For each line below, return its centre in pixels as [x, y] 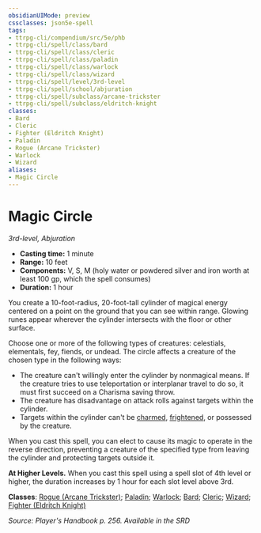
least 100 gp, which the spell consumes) [85, 278]
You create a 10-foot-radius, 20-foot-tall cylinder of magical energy [118, 302]
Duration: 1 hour [46, 287]
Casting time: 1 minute [57, 253]
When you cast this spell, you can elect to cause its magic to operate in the [130, 440]
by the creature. [46, 425]
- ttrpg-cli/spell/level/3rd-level [67, 81]
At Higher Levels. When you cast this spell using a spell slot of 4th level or [130, 473]
